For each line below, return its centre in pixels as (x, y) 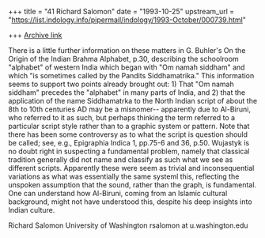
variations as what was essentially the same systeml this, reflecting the (124, 176)
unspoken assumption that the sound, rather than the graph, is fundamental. (132, 185)
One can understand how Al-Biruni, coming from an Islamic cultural (118, 193)
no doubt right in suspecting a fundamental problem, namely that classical (129, 151)
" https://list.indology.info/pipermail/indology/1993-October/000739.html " (127, 20)
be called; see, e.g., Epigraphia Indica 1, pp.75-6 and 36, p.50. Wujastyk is (129, 143)
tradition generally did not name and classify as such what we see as (121, 160)
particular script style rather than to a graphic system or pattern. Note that (129, 126)
